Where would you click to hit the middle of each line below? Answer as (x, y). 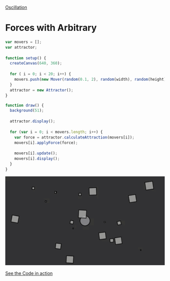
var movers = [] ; (24, 42)
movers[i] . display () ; (37, 159)
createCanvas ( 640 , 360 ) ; (36, 63)
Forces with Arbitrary (51, 28)
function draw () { (25, 105)
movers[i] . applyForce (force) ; (46, 143)
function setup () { (26, 58)
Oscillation (16, 7)
